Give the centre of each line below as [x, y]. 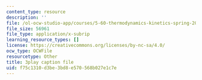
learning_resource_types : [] [43, 40]
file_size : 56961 [28, 29]
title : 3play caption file [40, 62]
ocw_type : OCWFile [29, 51]
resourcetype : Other [32, 57]
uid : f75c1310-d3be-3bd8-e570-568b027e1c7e [62, 68]
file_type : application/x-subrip [48, 34]
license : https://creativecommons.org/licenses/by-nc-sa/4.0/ [86, 46]
